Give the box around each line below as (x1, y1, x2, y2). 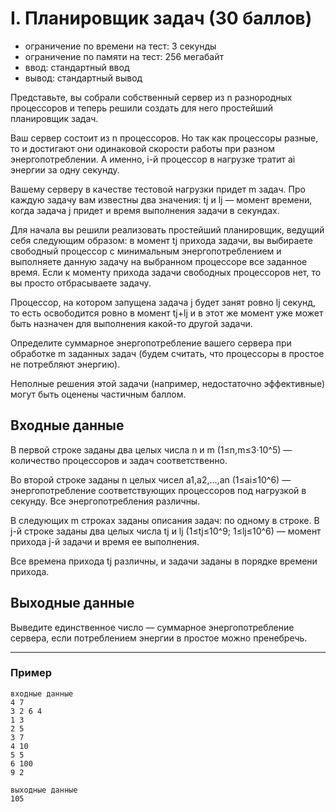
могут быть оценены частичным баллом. (10, 388, 187, 400)
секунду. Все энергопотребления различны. (10, 495, 201, 507)
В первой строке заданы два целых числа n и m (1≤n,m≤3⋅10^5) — (10, 443, 293, 456)
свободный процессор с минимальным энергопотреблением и (10, 245, 282, 257)
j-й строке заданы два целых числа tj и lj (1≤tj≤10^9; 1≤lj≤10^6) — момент (10, 525, 322, 537)
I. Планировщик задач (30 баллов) (10, 7, 313, 30)
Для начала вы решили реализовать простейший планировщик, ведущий (10, 223, 325, 236)
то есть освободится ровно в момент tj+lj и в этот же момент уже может (10, 307, 324, 319)
